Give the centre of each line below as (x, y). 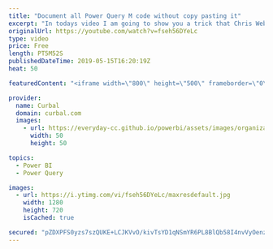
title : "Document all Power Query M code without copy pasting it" (125, 16)
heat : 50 (23, 69)
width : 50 (46, 136)
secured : (23, 232)
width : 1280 (43, 203)
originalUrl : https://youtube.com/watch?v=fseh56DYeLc (103, 31)
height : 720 (43, 210)
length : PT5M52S (36, 54)
